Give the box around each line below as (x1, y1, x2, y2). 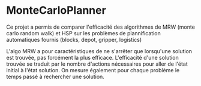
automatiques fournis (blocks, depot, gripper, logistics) (6, 36, 142, 43)
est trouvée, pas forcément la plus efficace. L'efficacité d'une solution (6, 54, 179, 61)
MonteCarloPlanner (6, 4, 106, 17)
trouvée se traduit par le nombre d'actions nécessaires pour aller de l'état (6, 60, 188, 67)
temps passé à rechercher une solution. (6, 73, 105, 80)
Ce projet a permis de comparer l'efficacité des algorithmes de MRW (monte (6, 23, 195, 30)
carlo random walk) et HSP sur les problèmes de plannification (6, 29, 161, 36)
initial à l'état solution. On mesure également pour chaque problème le (6, 66, 180, 73)
